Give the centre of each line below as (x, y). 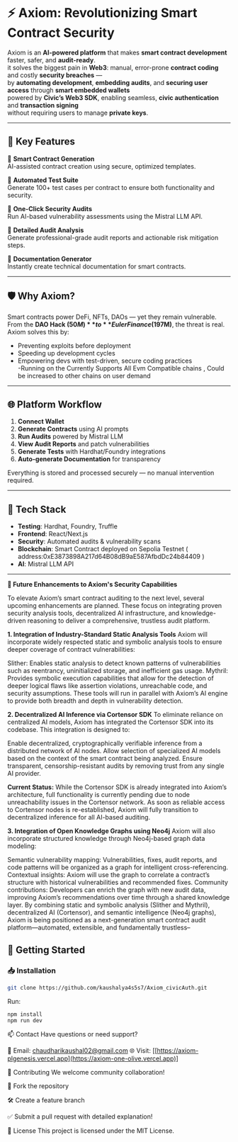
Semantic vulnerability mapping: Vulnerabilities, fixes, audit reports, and (112, 860)
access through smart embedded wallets (69, 90)
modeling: (22, 846)
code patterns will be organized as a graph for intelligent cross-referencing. (118, 867)
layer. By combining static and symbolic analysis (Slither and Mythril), (109, 905)
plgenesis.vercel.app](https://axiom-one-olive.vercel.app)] (93, 1058)
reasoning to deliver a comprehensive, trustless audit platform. (119, 621)
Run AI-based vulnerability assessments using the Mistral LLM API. (105, 216)
